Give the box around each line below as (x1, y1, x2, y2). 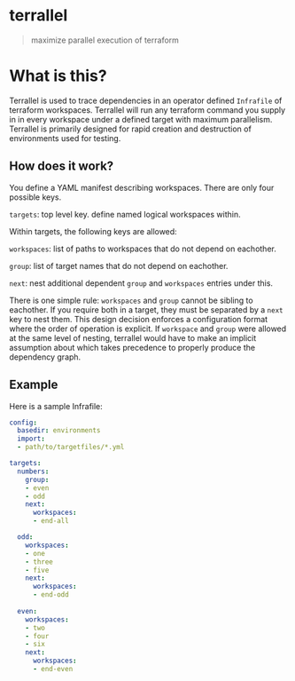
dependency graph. (9, 352, 82, 362)
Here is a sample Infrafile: (9, 400, 104, 411)
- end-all (32, 517, 69, 526)
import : (17, 434, 46, 444)
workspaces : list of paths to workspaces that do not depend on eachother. (9, 243, 276, 254)
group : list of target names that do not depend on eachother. (9, 260, 229, 271)
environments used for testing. (9, 132, 121, 143)
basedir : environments (17, 426, 101, 435)
